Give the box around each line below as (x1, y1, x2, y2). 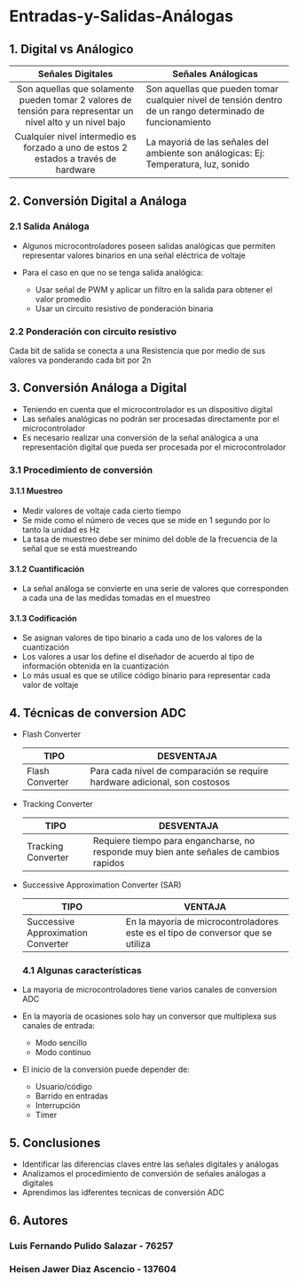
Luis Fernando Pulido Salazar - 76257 (9, 1239, 174, 1252)
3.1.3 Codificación (9, 613, 77, 623)
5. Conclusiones (9, 1135, 101, 1150)
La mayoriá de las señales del (145, 136, 269, 148)
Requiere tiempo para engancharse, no (92, 835, 255, 848)
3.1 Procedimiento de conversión (9, 464, 153, 476)
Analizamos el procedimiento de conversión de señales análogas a (21, 1169, 266, 1179)
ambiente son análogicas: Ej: (145, 147, 265, 159)
